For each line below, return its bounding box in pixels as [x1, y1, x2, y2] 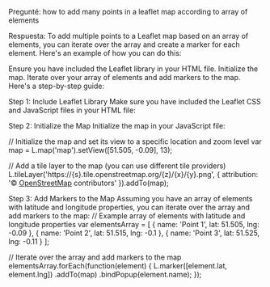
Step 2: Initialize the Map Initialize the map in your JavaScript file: [8, 121, 226, 130]
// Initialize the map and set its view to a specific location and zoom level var [8, 137, 263, 146]
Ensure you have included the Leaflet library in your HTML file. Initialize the [8, 64, 259, 74]
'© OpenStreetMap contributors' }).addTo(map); [8, 178, 170, 188]
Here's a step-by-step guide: [8, 81, 105, 91]
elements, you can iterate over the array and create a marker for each [8, 40, 240, 49]
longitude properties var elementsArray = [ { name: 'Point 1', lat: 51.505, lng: [8, 220, 260, 229]
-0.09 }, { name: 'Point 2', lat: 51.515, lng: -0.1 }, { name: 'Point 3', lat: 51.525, [8, 228, 260, 238]
